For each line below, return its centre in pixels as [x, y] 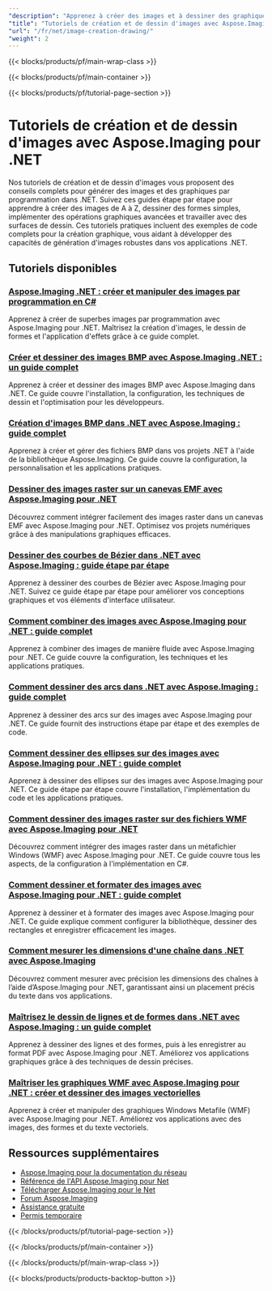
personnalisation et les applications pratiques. [85, 468]
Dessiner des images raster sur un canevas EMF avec [116, 489]
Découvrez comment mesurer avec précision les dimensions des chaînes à [134, 978]
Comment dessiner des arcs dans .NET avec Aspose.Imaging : [134, 687]
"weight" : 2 [28, 38]
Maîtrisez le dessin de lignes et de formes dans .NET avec [124, 1016]
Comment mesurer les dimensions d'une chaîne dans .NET [126, 951]
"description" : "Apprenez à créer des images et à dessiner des [119, 16]
